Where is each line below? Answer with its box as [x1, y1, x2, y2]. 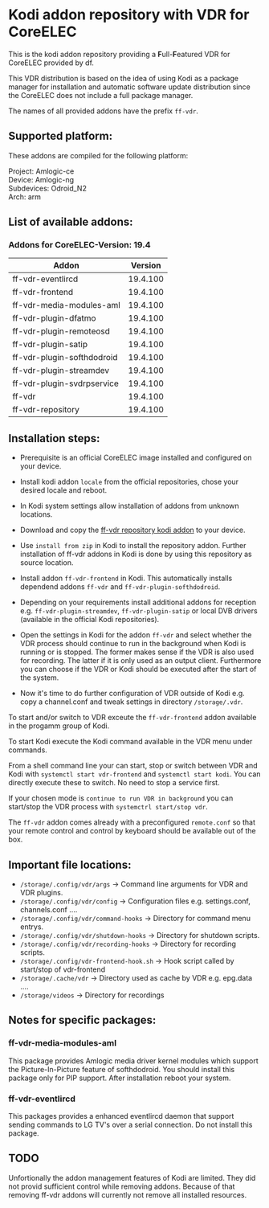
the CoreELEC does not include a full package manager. [8, 90, 194, 100]
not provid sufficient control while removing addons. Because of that [8, 1181, 235, 1191]
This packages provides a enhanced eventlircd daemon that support [8, 1112, 234, 1121]
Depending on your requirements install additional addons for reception [19, 597, 257, 608]
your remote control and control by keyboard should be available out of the [8, 826, 257, 836]
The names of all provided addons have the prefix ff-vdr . [8, 106, 199, 116]
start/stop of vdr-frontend [19, 964, 106, 974]
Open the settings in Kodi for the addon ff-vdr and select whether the [19, 630, 252, 640]
